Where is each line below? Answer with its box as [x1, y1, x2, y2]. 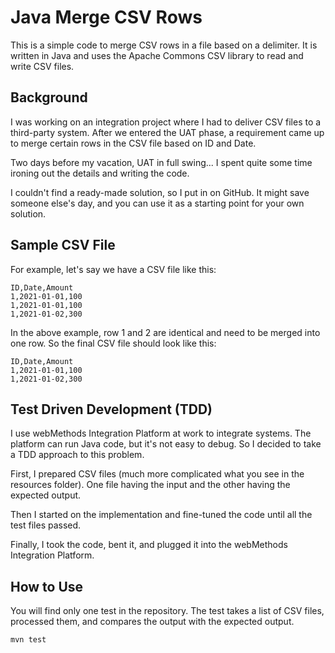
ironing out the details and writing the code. [10, 167, 190, 179]
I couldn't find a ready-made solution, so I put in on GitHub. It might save [10, 186, 310, 198]
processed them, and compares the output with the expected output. [10, 616, 295, 628]
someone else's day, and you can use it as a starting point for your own [10, 197, 305, 209]
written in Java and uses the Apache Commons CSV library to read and [10, 49, 304, 61]
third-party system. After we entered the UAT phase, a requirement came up [10, 126, 325, 138]
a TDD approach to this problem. [10, 449, 145, 461]
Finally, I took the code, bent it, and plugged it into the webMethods [10, 539, 288, 551]
